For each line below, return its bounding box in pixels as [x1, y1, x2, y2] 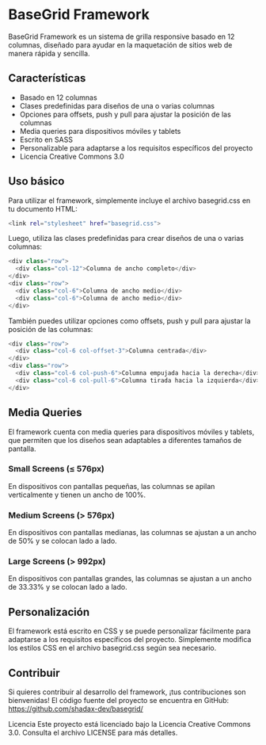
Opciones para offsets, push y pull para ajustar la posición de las [19, 109, 231, 119]
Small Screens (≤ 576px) [8, 464, 105, 475]
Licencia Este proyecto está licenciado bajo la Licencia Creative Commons [8, 720, 251, 729]
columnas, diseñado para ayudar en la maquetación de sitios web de [8, 40, 233, 49]
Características [8, 71, 86, 85]
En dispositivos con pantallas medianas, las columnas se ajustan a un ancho [8, 528, 257, 537]
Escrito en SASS [19, 135, 74, 144]
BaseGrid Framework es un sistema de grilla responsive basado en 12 [8, 32, 235, 41]
